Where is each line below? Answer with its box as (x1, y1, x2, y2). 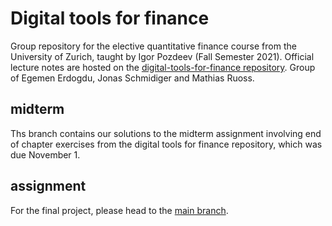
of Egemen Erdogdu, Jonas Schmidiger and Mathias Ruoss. (10, 72, 255, 84)
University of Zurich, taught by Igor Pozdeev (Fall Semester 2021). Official (10, 50, 315, 62)
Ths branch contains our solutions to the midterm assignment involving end (10, 127, 322, 139)
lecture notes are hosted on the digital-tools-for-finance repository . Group (10, 61, 316, 73)
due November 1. (10, 148, 81, 161)
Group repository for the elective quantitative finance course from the (10, 40, 297, 52)
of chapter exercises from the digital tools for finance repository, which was (10, 138, 323, 150)
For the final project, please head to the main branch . (10, 204, 229, 216)
